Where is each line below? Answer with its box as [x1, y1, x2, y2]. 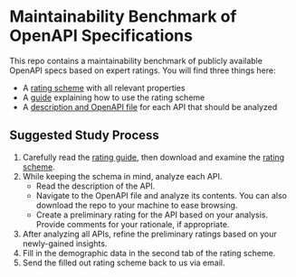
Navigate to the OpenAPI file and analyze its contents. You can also [35, 189, 288, 200]
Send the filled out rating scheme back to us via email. [22, 257, 225, 268]
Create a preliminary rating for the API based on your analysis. [35, 209, 269, 220]
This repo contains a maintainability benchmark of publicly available [9, 55, 263, 66]
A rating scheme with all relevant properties [22, 82, 186, 93]
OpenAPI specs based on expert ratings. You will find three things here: [9, 65, 276, 76]
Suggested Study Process [9, 128, 160, 143]
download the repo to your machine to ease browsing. [35, 199, 238, 210]
